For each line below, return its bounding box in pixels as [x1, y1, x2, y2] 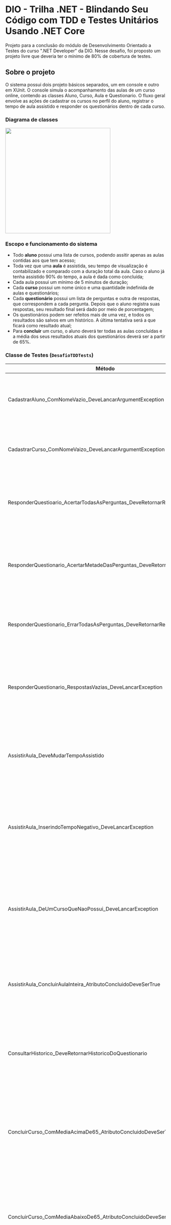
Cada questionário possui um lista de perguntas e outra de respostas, [12, 296, 160, 302]
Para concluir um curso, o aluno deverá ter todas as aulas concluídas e [12, 328, 162, 334]
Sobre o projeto [5, 68, 55, 77]
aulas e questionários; [12, 290, 60, 296]
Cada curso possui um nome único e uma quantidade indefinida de [12, 285, 154, 291]
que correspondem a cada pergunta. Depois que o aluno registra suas [12, 301, 160, 307]
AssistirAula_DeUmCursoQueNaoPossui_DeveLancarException [8, 905, 159, 912]
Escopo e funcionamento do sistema [5, 240, 98, 247]
